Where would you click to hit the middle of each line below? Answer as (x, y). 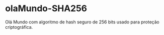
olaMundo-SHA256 (46, 9)
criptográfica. (19, 27)
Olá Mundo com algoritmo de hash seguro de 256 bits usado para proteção (82, 22)
